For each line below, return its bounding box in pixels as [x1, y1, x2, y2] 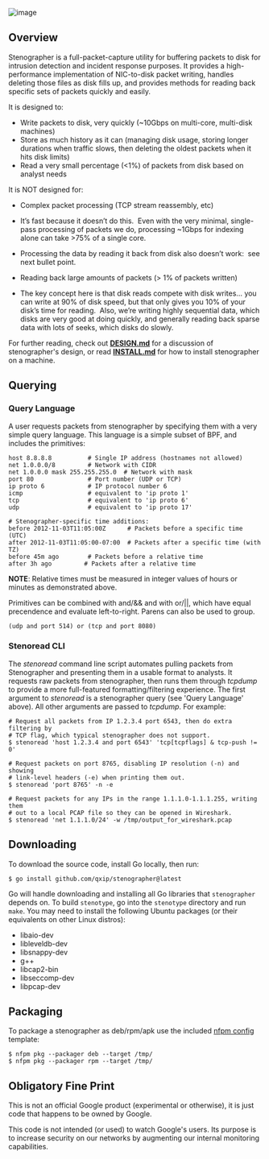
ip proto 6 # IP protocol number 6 [8, 482, 168, 491]
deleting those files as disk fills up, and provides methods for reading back [8, 77, 256, 88]
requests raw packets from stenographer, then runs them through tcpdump [8, 676, 258, 685]
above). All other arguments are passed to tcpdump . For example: [8, 702, 227, 711]
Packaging [8, 1005, 63, 1018]
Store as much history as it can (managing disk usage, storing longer [19, 135, 249, 144]
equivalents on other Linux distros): [8, 914, 126, 924]
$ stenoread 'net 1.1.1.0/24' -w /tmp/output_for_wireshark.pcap [8, 816, 232, 824]
